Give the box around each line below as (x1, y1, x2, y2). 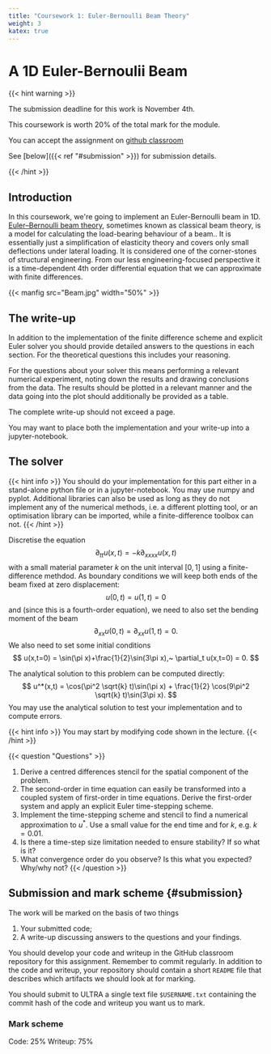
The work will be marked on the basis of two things (8, 907, 180, 917)
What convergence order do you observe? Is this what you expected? (19, 855, 252, 864)
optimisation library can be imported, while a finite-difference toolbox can (8, 511, 254, 521)
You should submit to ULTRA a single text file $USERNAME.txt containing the (8, 989, 256, 999)
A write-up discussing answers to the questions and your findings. (19, 932, 242, 941)
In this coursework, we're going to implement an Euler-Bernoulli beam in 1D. (8, 212, 261, 222)
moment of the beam (8, 613, 78, 623)
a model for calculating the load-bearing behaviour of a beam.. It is (8, 229, 232, 239)
